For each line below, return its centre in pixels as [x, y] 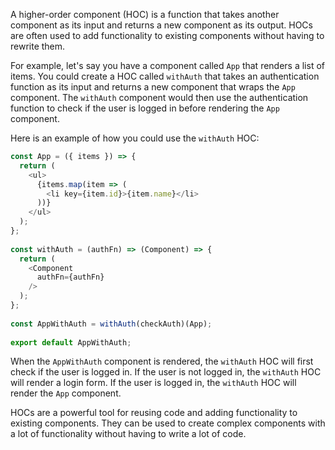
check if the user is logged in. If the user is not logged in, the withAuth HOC [166, 372]
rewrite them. [38, 46]
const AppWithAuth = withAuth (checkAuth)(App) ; [111, 324]
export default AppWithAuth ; [71, 342]
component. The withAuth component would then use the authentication [159, 97]
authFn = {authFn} [70, 277]
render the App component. [66, 393]
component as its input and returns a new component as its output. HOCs [161, 25]
